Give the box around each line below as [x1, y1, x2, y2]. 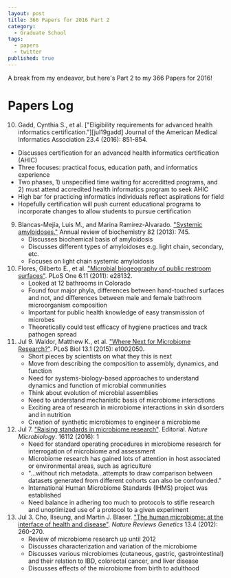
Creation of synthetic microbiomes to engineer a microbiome [27, 418, 201, 426]
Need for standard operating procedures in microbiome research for [27, 440, 221, 448]
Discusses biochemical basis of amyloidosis [27, 235, 153, 243]
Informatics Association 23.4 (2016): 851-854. [17, 135, 148, 143]
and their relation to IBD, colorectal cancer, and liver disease [27, 557, 199, 565]
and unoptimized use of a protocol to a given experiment [27, 505, 189, 513]
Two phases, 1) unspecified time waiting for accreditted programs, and [17, 178, 219, 186]
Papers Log [8, 98, 74, 114]
